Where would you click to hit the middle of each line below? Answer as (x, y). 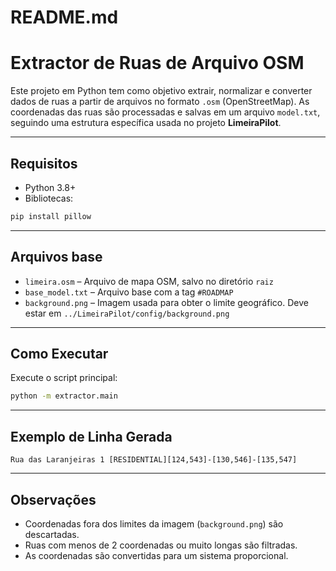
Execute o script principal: (64, 378)
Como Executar (59, 354)
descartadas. (52, 534)
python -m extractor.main (64, 396)
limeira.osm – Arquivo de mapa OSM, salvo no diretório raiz (149, 281)
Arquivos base (56, 257)
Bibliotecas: (49, 198)
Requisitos (44, 163)
